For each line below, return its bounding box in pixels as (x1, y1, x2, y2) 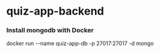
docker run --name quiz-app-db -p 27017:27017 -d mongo (6, 40, 154, 47)
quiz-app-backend (6, 4, 104, 18)
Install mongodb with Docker (6, 26, 94, 35)
